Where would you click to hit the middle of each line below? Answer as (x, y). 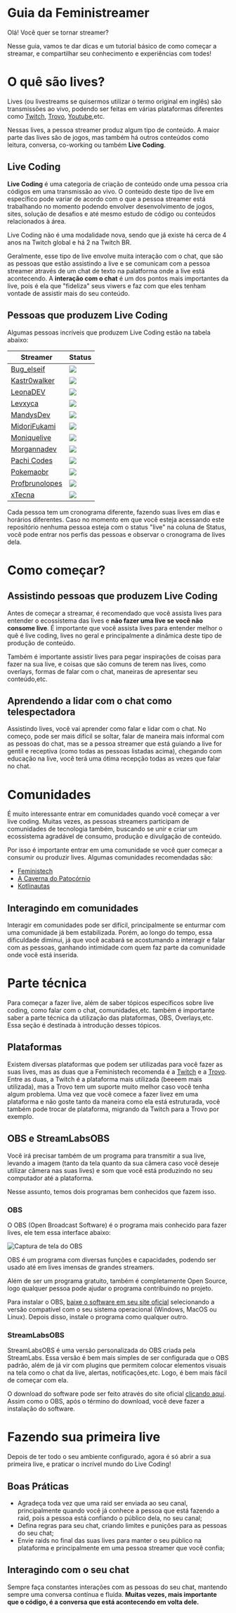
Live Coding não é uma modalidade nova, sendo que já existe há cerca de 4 (117, 235)
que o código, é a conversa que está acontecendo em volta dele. (103, 1602)
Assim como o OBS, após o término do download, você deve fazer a (106, 1401)
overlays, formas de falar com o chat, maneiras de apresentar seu (103, 671)
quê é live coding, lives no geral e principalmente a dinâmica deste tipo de (115, 635)
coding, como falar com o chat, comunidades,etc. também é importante (111, 1010)
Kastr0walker (33, 380)
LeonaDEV (28, 391)
